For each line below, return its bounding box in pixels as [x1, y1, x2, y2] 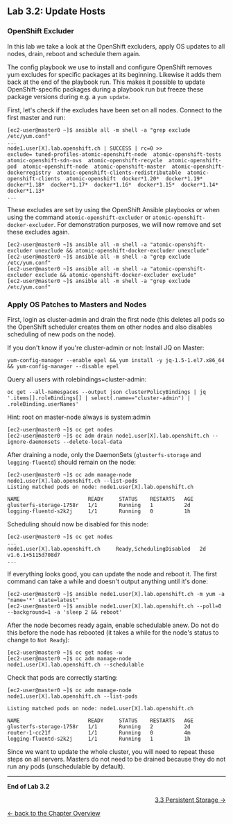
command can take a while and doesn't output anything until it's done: [7, 577, 208, 585]
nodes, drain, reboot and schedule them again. [7, 49, 141, 58]
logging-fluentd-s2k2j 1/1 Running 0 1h [7, 508, 191, 515]
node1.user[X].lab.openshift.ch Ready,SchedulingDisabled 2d [7, 545, 207, 552]
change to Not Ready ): [7, 635, 70, 644]
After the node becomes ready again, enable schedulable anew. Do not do [7, 621, 220, 629]
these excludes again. [7, 228, 70, 236]
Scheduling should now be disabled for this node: [7, 520, 149, 528]
